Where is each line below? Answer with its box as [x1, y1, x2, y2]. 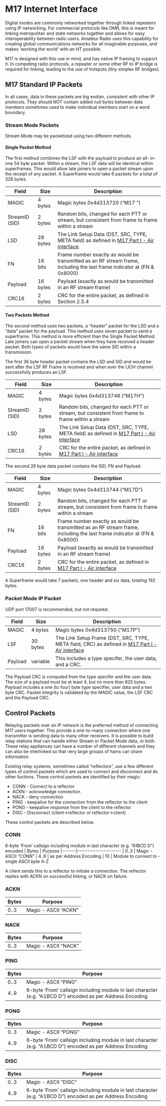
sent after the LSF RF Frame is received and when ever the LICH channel [5, 364, 153, 370]
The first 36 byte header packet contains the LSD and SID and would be [5, 359, 152, 365]
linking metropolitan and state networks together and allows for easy [5, 30, 145, 36]
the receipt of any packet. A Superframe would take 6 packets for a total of [5, 171, 158, 177]
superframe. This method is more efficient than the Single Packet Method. [5, 334, 156, 340]
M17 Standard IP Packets [5, 81, 83, 89]
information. [5, 754, 30, 760]
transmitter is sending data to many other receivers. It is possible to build [5, 732, 154, 738]
